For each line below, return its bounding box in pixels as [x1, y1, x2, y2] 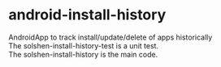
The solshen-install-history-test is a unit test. [8, 40, 159, 50]
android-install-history [8, 6, 167, 24]
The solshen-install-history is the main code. [8, 49, 158, 59]
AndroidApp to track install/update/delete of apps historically [8, 32, 213, 42]
